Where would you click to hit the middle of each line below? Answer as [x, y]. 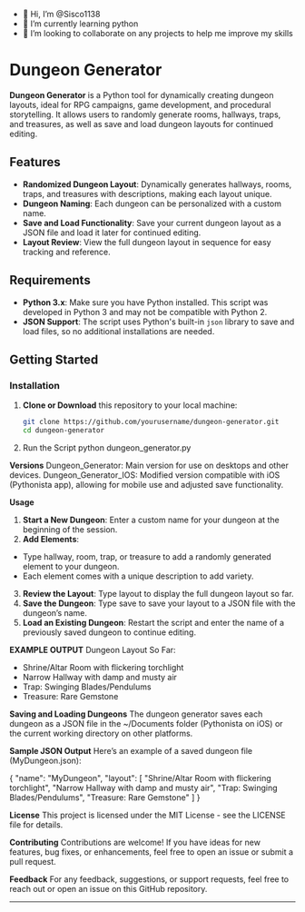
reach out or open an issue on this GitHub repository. [108, 889]
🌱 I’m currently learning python [80, 24]
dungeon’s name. [55, 613]
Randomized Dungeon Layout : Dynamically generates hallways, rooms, [157, 184]
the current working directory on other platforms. [101, 733]
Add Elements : [51, 539]
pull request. [33, 862]
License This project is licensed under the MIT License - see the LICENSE [148, 815]
